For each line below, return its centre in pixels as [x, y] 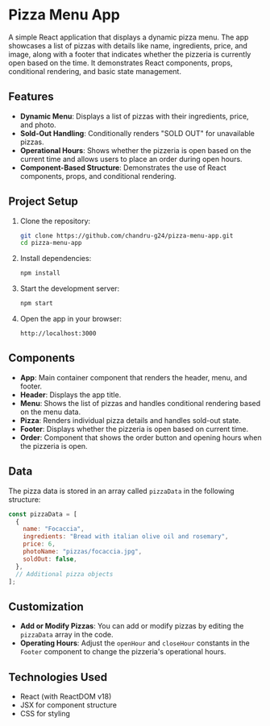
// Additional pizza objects [64, 574]
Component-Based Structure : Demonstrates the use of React [123, 168]
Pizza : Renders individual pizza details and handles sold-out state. [131, 420]
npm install [40, 273]
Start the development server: [70, 288]
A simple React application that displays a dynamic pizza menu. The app [129, 37]
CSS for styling [45, 714]
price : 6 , [39, 544]
